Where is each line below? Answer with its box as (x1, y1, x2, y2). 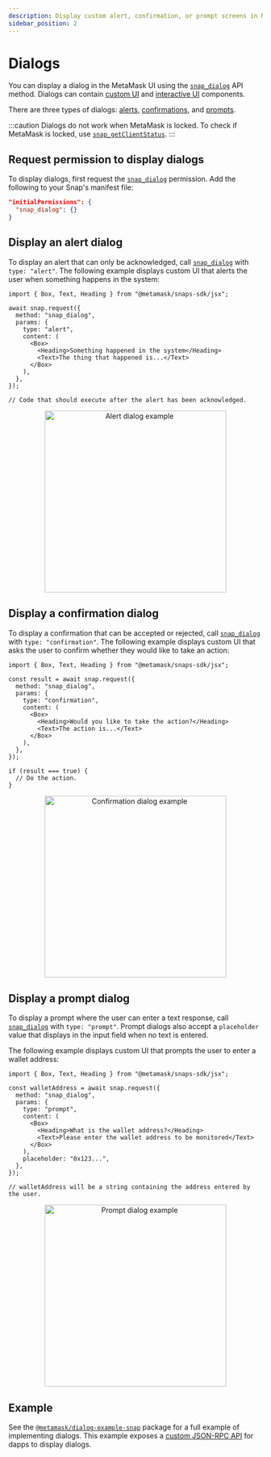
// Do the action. (15, 774, 78, 782)
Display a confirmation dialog (8, 607, 160, 620)
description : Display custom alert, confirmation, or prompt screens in (8, 11, 258, 20)
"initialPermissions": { (8, 199, 92, 207)
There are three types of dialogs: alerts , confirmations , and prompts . (8, 105, 236, 115)
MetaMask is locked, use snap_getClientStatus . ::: (8, 129, 176, 139)
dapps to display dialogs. (8, 1439, 92, 1450)
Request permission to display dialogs (8, 153, 204, 166)
